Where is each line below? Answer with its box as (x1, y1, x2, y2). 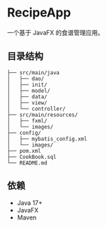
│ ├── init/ (7, 81, 48, 88)
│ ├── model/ (7, 87, 51, 94)
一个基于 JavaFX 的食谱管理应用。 (7, 28, 104, 36)
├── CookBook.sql (7, 153, 57, 160)
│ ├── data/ (7, 93, 48, 100)
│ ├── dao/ (7, 75, 45, 82)
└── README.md (7, 160, 48, 166)
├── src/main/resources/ (7, 111, 78, 118)
